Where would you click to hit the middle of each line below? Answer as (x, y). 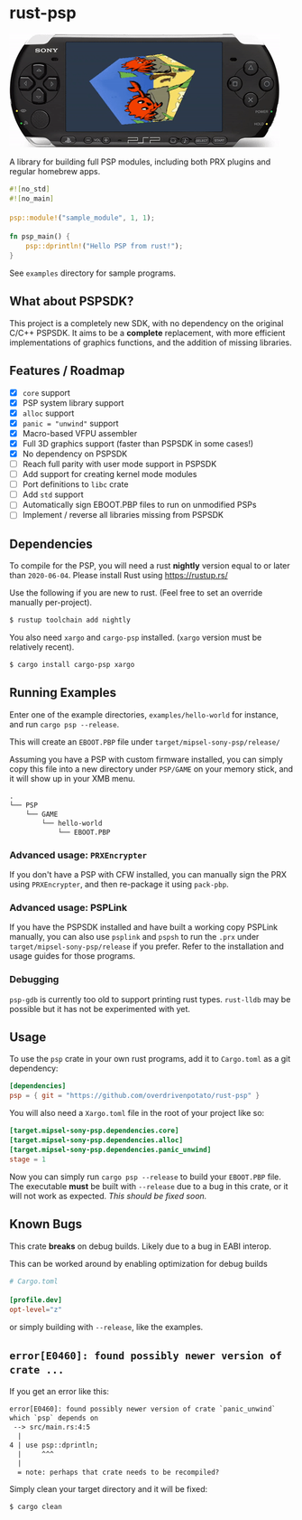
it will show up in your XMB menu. (72, 778)
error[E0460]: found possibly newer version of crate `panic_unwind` (143, 1409)
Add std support (53, 494)
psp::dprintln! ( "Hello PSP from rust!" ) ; (104, 247)
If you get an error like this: (59, 1391)
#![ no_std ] (30, 189)
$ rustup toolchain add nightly (70, 620)
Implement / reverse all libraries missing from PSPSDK (123, 515)
